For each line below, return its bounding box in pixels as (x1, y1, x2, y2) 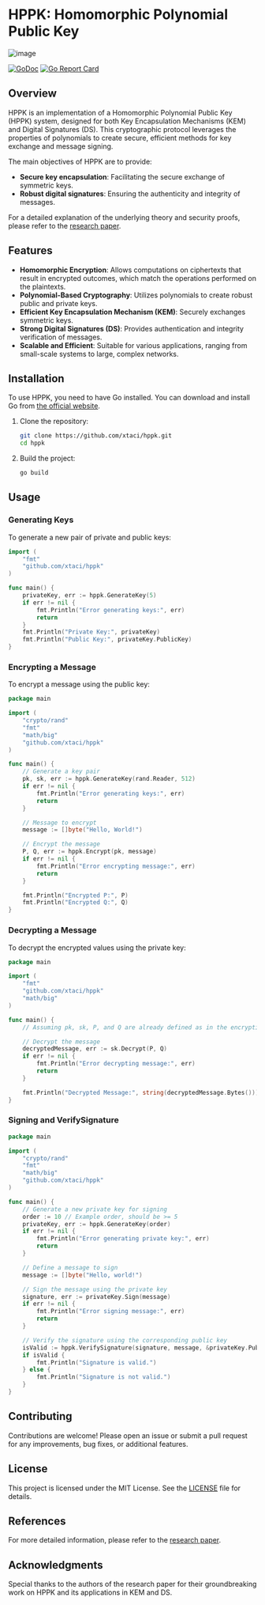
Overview (8, 87, 58, 100)
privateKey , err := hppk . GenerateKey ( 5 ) (22, 592, 157, 600)
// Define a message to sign (22, 1263, 118, 1271)
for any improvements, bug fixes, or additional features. (8, 1439, 188, 1448)
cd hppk (19, 439, 45, 448)
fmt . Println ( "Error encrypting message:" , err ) (36, 862, 196, 870)
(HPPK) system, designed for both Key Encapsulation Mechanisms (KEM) (8, 116, 247, 126)
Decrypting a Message (8, 925, 97, 936)
